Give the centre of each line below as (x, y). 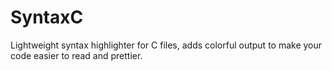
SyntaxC (47, 17)
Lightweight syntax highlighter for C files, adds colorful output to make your (166, 45)
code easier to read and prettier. (76, 55)
